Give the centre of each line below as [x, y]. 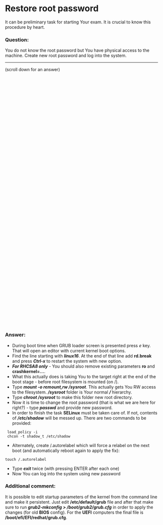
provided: [22, 423]
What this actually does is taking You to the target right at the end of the [84, 376]
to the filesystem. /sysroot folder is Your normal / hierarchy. [72, 392]
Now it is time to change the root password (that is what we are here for [84, 402]
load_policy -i [22, 432]
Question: [17, 39]
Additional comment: [30, 486]
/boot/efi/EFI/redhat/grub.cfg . [36, 517]
